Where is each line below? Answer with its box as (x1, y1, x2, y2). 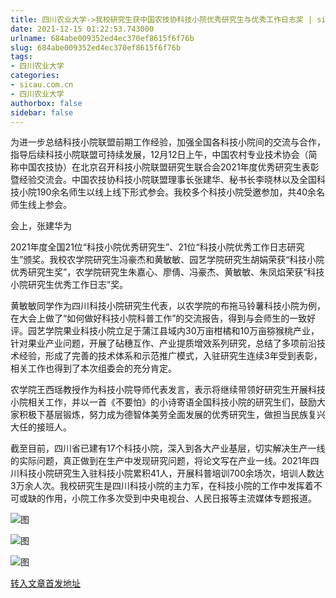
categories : (10, 71, 60, 81)
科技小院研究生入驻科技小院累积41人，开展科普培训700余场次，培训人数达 (18, 467, 325, 480)
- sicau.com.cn (10, 80, 74, 90)
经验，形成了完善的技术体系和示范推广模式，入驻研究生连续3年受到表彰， (18, 350, 323, 362)
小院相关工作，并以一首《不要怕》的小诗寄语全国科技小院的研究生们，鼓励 (10, 396, 317, 408)
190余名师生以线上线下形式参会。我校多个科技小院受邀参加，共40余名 (36, 186, 326, 198)
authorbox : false (10, 98, 83, 108)
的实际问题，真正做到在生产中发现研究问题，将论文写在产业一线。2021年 (10, 455, 311, 467)
